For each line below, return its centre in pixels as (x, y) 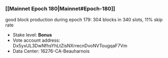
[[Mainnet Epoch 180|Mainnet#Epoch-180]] (60, 9)
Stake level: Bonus (32, 35)
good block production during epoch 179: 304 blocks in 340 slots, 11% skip (84, 20)
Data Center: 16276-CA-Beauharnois (51, 51)
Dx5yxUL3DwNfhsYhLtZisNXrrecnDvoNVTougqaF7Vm (70, 46)
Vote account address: (36, 40)
